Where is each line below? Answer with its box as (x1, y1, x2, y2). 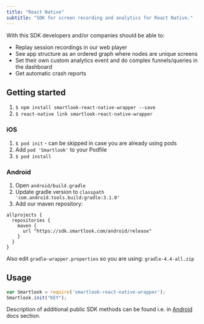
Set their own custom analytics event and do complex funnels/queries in (15, 56, 198, 64)
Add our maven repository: (15, 200, 83, 207)
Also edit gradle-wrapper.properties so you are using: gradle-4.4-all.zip (6, 255, 195, 262)
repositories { (12, 217, 51, 223)
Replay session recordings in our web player (15, 44, 127, 51)
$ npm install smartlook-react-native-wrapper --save (15, 105, 156, 111)
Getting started (6, 87, 66, 98)
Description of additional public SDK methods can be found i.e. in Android (6, 306, 193, 313)
